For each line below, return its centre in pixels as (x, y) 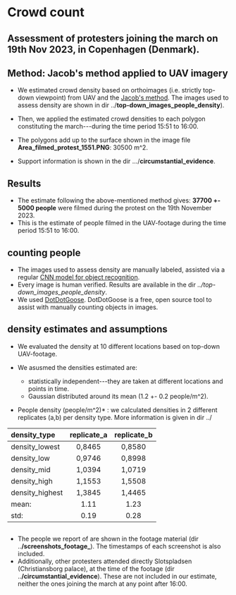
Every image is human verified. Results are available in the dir (106, 285)
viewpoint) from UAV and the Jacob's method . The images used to (132, 98)
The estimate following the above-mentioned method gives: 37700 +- (119, 200)
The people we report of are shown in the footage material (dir (108, 539)
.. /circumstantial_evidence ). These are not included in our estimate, (117, 577)
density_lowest (35, 447)
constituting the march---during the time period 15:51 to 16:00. (108, 126)
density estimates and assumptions (87, 329)
